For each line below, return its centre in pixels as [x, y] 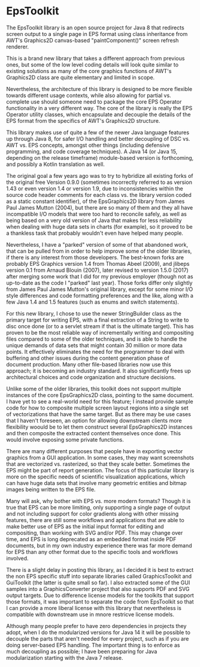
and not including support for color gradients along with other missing [93, 514]
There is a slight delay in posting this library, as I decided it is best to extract [100, 569]
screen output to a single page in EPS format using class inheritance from [97, 34]
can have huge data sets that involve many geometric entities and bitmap [96, 483]
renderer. [17, 47]
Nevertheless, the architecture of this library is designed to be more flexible [99, 89]
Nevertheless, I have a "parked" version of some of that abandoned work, [97, 244]
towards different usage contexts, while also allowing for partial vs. [89, 95]
